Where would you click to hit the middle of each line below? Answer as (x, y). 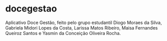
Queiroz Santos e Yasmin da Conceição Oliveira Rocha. (63, 33)
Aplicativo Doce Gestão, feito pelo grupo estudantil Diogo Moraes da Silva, (83, 22)
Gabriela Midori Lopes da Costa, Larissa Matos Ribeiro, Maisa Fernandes (81, 27)
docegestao (31, 9)
